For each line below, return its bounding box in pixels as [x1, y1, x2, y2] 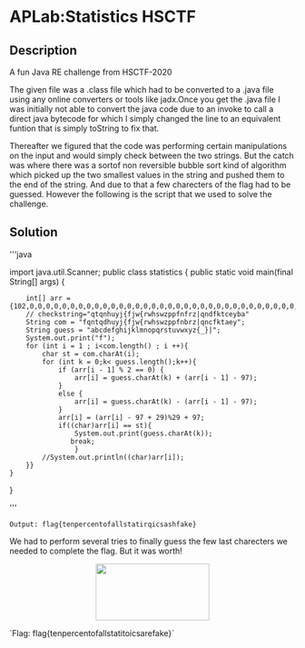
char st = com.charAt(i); [42, 349, 141, 358]
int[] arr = [25, 294, 71, 303]
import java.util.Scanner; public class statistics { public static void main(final [9, 266, 293, 277]
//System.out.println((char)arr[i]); [42, 453, 184, 462]
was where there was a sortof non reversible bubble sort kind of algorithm [9, 160, 287, 170]
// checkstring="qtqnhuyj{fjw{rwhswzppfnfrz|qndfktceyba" [25, 309, 250, 319]
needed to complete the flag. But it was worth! [9, 545, 183, 556]
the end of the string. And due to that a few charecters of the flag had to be [9, 179, 291, 190]
